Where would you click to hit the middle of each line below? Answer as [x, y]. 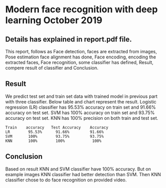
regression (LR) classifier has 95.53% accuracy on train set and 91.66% [81, 107]
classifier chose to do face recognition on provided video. [66, 180]
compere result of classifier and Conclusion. [52, 68]
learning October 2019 [54, 20]
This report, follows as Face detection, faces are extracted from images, [81, 51]
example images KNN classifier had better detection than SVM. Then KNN [83, 174]
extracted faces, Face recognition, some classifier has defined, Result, [79, 62]
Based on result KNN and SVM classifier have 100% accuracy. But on [78, 169]
